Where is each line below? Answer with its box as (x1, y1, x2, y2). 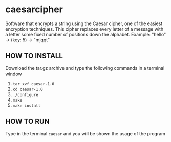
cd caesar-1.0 (12, 87, 43, 92)
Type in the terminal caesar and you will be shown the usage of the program (5, 130, 165, 136)
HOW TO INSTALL (5, 52, 63, 60)
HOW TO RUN (5, 117, 50, 126)
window (5, 70, 22, 77)
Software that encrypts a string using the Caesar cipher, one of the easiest (5, 20, 163, 27)
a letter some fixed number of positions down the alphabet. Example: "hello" (5, 31, 166, 37)
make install (12, 103, 41, 108)
